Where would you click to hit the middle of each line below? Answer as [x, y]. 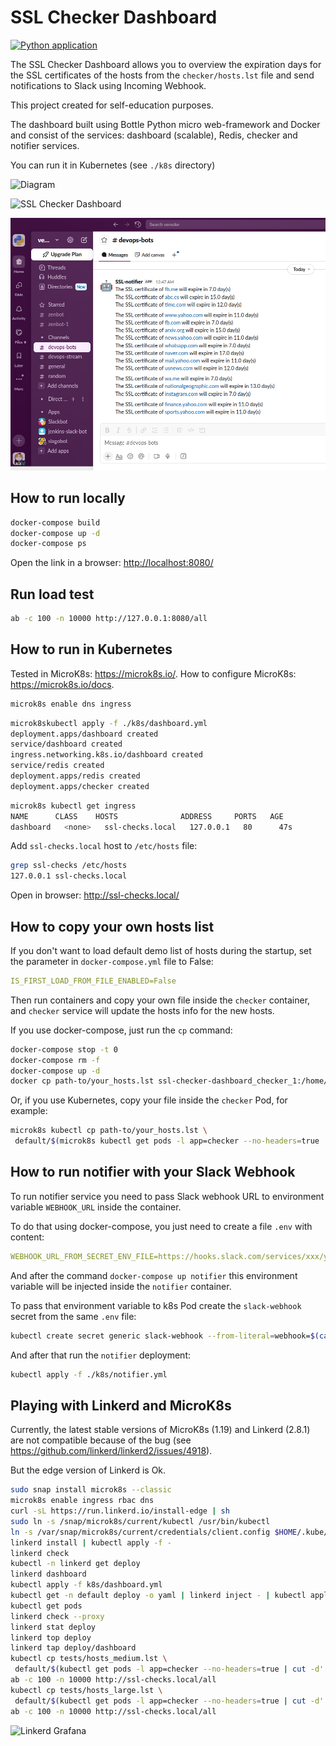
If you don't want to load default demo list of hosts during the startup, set [161, 950]
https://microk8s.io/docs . [62, 684]
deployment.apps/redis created [75, 776]
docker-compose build [55, 522]
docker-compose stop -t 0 [64, 1049]
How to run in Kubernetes [91, 649]
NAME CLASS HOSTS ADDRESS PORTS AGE [147, 816]
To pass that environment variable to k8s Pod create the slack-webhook [156, 1305]
